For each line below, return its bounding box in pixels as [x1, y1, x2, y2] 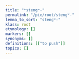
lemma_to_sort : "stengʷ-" [5, 17, 61, 22]
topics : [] [5, 46, 29, 51]
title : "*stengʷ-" [5, 7, 45, 13]
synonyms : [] [5, 36, 33, 42]
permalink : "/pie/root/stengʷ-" [5, 12, 74, 17]
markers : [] [5, 31, 31, 36]
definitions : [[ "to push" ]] [5, 41, 66, 46]
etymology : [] [5, 27, 36, 32]
